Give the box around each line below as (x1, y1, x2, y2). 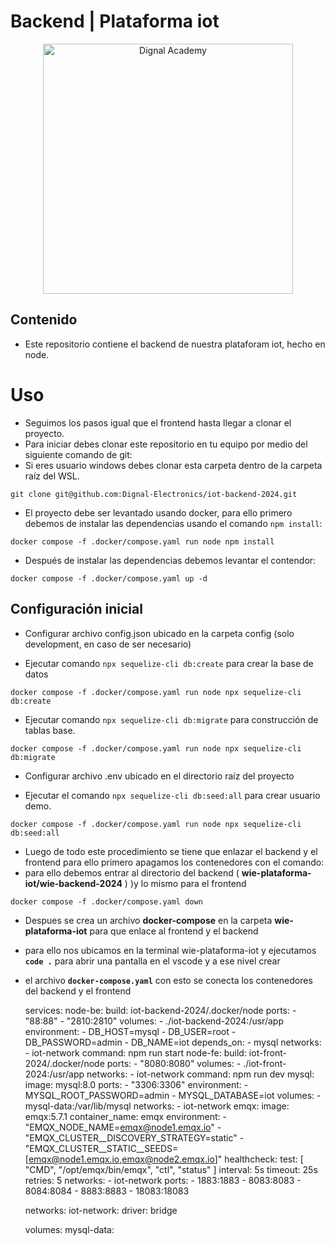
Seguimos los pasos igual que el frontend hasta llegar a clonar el (24, 416, 292, 429)
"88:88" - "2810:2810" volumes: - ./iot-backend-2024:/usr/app (24, 1015, 284, 1027)
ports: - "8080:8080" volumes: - (106, 1057, 242, 1069)
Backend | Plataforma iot (10, 10, 220, 33)
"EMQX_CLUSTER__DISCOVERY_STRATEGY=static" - (24, 1131, 245, 1144)
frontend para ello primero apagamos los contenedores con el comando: (24, 856, 325, 868)
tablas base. (24, 724, 76, 736)
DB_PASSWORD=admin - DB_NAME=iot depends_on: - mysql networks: (24, 1036, 322, 1048)
